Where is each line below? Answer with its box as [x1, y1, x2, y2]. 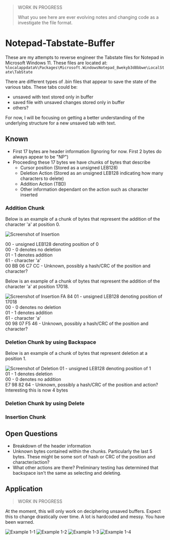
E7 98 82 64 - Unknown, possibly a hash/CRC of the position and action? [5, 382, 158, 388]
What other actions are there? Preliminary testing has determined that [12, 465, 158, 471]
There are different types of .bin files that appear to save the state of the [5, 79, 157, 85]
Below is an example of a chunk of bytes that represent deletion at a [5, 350, 148, 356]
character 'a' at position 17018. [5, 284, 70, 290]
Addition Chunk [5, 204, 45, 211]
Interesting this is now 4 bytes [5, 387, 69, 393]
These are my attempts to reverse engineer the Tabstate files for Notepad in [5, 54, 164, 60]
